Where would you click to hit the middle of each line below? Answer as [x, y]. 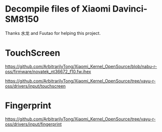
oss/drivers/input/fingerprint [33, 124]
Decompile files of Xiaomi [58, 9]
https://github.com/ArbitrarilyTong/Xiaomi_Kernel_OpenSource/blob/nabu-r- [81, 66]
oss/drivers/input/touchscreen [35, 86]
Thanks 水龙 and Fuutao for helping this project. [53, 33]
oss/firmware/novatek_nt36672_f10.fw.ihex [48, 72]
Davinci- [130, 9]
